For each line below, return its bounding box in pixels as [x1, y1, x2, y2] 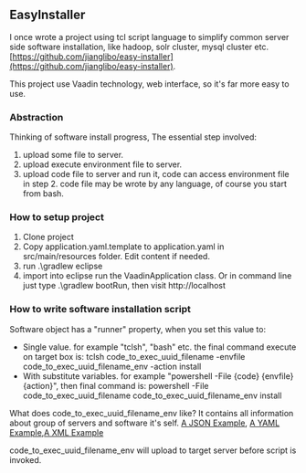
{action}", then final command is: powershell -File [22, 380, 209, 391]
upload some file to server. [22, 150, 124, 161]
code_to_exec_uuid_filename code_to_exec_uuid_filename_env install [22, 390, 282, 401]
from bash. [22, 188, 64, 199]
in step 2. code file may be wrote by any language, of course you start [22, 178, 288, 190]
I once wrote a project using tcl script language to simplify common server [9, 31, 290, 42]
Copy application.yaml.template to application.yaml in [22, 241, 225, 252]
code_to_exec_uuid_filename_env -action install [22, 361, 202, 372]
